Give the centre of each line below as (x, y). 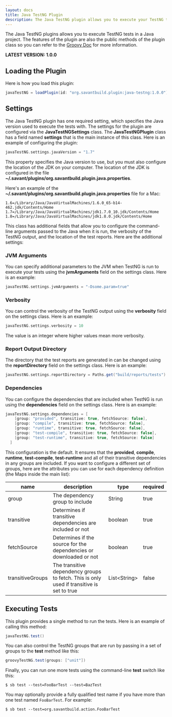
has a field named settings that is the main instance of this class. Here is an (85, 137)
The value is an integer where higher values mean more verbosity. (75, 336)
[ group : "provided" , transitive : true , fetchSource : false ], (81, 419)
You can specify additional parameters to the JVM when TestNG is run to (82, 267)
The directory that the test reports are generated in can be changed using (83, 360)
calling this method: (26, 626)
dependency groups (77, 571)
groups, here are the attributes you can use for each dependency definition (85, 468)
